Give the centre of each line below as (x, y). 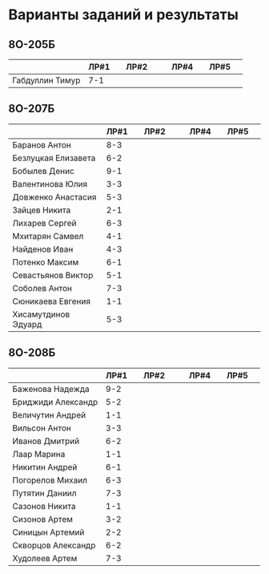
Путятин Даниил (45, 493)
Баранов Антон (42, 144)
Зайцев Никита (42, 210)
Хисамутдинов (41, 314)
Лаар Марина (39, 454)
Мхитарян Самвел (48, 236)
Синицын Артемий (48, 532)
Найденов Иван (43, 249)
